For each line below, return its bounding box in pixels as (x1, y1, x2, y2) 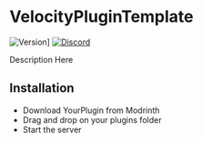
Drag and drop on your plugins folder (22, 114, 162, 125)
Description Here (9, 54, 74, 65)
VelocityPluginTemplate (9, 6, 194, 27)
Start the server (22, 124, 82, 135)
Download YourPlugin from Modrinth (22, 105, 160, 116)
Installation (9, 80, 75, 96)
